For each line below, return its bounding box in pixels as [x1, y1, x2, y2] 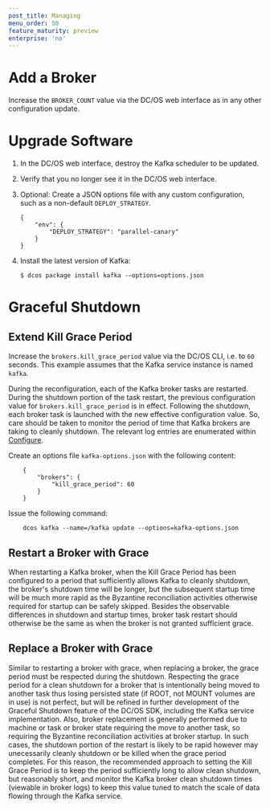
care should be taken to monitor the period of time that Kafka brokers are [8, 419, 251, 428]
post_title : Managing [8, 11, 81, 20]
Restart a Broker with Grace [8, 545, 149, 559]
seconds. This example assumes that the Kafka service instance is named [8, 360, 253, 370]
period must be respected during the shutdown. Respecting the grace [8, 672, 239, 681]
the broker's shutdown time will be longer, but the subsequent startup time [8, 584, 256, 594]
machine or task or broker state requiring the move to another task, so [8, 722, 241, 732]
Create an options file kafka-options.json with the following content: [8, 451, 236, 460]
